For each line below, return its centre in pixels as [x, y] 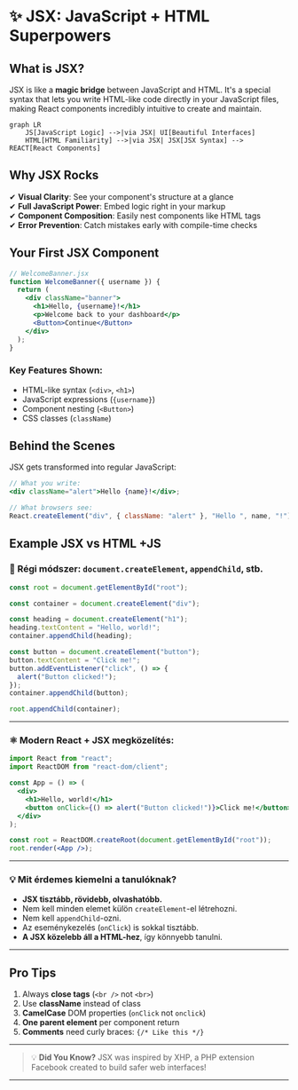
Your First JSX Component [84, 253]
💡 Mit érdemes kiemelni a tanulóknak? [93, 880]
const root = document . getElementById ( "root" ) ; [99, 588]
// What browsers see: [51, 508]
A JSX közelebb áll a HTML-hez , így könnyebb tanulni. [122, 936]
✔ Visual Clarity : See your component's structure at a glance [122, 196]
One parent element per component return [101, 1023]
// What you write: [45, 484]
